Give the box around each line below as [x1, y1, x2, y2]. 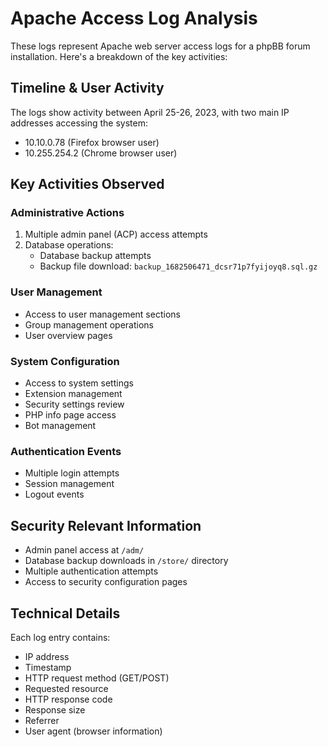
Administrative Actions [10, 206, 125, 220]
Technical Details [10, 605, 121, 622]
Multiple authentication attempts [24, 565, 159, 577]
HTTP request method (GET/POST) [24, 672, 170, 684]
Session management [24, 478, 115, 490]
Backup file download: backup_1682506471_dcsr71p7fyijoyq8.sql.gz [39, 260, 318, 272]
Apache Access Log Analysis [10, 7, 258, 30]
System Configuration [10, 354, 120, 368]
